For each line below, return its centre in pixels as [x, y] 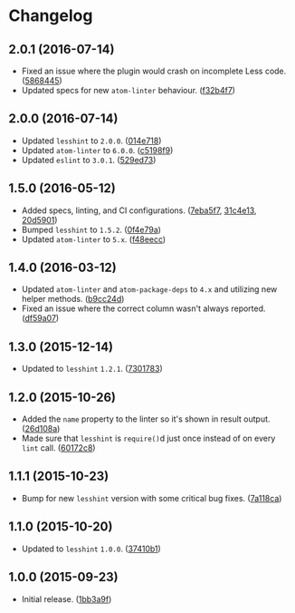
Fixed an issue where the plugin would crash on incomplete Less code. [154, 71]
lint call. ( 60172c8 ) [58, 448]
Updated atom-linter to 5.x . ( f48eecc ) [94, 239]
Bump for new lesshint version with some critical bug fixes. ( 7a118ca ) [152, 498]
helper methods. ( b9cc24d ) [73, 299]
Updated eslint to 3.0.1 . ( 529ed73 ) [89, 160]
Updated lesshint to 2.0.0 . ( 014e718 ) [91, 141]
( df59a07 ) [40, 318]
